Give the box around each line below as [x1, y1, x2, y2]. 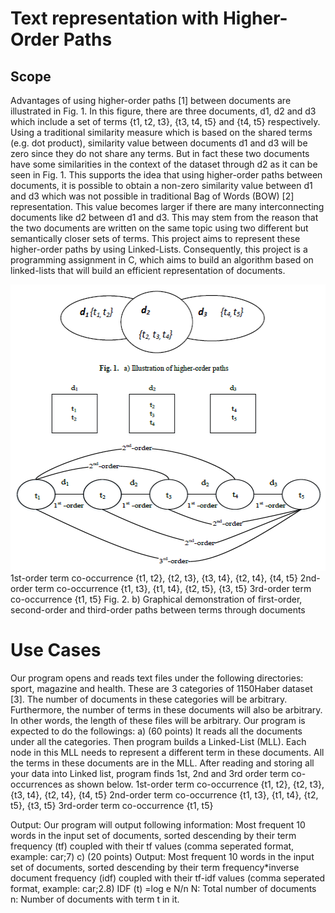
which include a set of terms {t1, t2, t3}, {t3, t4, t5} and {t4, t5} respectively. [10, 116, 321, 127]
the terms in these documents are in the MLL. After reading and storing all [10, 757, 315, 769]
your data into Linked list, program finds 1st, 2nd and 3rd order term [10, 767, 290, 779]
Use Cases [10, 639, 102, 662]
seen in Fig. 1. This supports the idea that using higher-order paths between [10, 169, 323, 181]
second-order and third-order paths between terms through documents [10, 604, 306, 616]
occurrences [10, 778, 63, 790]
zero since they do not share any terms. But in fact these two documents [10, 148, 310, 159]
